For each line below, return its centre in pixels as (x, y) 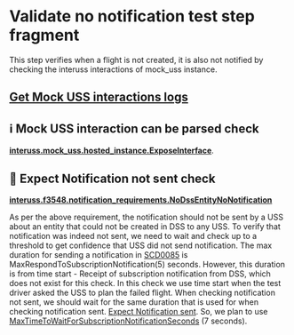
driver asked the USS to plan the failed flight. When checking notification (142, 292)
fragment (44, 35)
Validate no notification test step (132, 16)
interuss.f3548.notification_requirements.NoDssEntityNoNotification (141, 199)
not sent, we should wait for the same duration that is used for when (134, 302)
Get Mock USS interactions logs (99, 97)
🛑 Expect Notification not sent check (112, 178)
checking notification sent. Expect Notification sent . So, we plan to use (139, 311)
